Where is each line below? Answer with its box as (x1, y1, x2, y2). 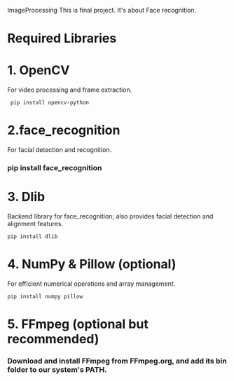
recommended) (7, 331, 99, 347)
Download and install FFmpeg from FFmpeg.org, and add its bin (7, 356, 227, 366)
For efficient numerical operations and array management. (7, 279, 176, 288)
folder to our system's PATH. (7, 364, 107, 374)
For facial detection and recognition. (7, 146, 112, 154)
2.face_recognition (7, 123, 121, 139)
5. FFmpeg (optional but (7, 317, 149, 332)
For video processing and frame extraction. (7, 85, 132, 94)
